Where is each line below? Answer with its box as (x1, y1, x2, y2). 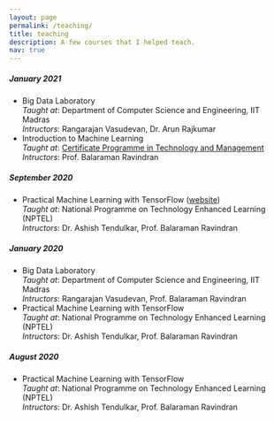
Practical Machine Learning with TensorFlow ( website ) (21, 195, 221, 205)
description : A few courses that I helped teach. (9, 37, 196, 47)
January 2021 (9, 73, 62, 84)
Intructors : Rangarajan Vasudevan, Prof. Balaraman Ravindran (21, 294, 247, 304)
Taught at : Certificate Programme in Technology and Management (21, 142, 265, 153)
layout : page (9, 12, 57, 22)
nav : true (9, 46, 46, 55)
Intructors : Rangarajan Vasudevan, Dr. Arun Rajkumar (21, 124, 217, 134)
